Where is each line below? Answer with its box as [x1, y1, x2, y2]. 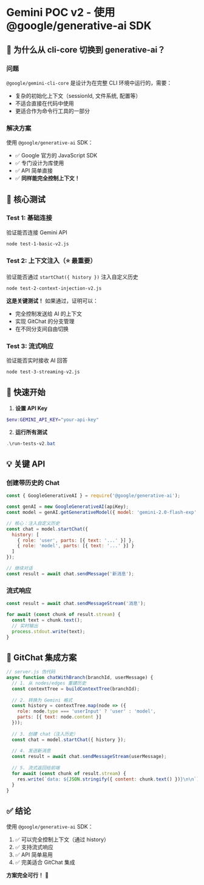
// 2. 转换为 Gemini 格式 [12, 697, 73, 703]
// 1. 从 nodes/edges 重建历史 [12, 680, 86, 686]
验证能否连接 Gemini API [6, 228, 68, 236]
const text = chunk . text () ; [12, 617, 83, 623]
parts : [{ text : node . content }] [17, 714, 102, 720]
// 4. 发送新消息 [12, 748, 51, 754]
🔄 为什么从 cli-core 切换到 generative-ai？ [6, 44, 166, 55]
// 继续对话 [6, 566, 33, 572]
